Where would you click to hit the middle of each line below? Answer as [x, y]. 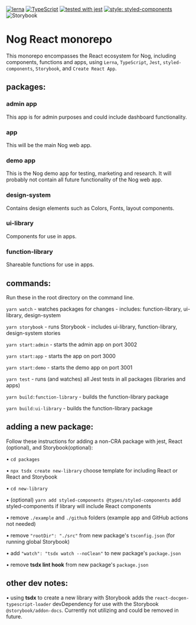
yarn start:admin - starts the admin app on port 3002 [72, 345]
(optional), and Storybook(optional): [50, 447]
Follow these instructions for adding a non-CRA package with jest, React [94, 441]
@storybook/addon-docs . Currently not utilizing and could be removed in [92, 610]
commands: [29, 283]
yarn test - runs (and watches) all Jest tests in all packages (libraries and [96, 379]
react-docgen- [172, 598]
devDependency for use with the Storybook [105, 604]
